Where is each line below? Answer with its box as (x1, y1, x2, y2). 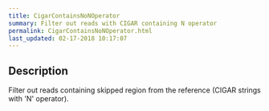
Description (8, 64, 68, 77)
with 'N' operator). (8, 94, 70, 104)
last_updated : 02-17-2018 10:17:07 (8, 34, 128, 43)
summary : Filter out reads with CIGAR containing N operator (8, 19, 218, 27)
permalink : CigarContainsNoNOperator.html (8, 27, 153, 35)
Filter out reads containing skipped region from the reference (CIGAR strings (8, 85, 261, 95)
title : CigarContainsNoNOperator (8, 11, 120, 20)
